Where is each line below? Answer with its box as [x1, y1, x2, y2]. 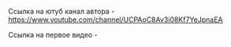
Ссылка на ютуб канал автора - [8, 7, 115, 16]
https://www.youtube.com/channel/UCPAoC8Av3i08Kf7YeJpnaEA [8, 15, 223, 24]
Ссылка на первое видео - [8, 31, 98, 39]
